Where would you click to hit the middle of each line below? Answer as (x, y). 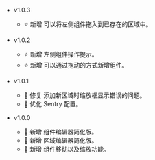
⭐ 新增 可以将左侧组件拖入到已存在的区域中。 (88, 24)
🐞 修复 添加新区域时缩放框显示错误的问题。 (85, 95)
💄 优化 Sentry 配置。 (53, 104)
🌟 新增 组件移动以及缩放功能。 (67, 149)
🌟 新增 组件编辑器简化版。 (61, 132)
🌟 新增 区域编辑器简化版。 (61, 140)
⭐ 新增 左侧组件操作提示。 (61, 54)
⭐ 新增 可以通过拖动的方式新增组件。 (76, 65)
